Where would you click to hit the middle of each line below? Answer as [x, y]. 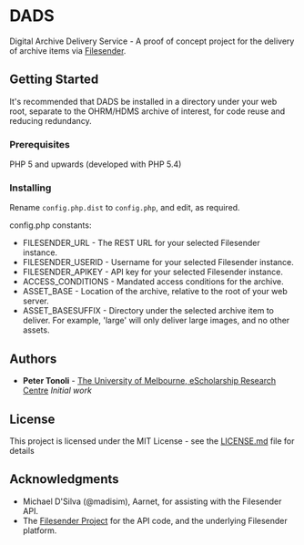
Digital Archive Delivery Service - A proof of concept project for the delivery [152, 41]
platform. [40, 530]
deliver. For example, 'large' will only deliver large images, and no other [156, 321]
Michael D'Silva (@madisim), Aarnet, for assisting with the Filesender [152, 501]
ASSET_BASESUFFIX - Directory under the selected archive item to [148, 311]
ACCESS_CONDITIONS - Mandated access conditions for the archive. [153, 282]
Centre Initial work [57, 391]
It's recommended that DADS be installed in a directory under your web [143, 101]
